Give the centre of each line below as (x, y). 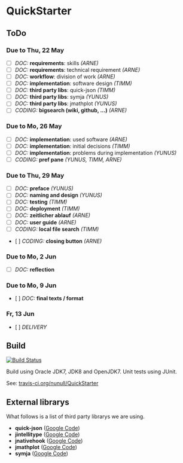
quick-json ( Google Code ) (47, 428)
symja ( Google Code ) (42, 453)
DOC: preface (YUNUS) (44, 188)
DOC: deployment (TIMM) (47, 209)
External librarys (38, 402)
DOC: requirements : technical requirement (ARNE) (77, 69)
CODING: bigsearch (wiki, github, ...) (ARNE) (71, 110)
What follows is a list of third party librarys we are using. (75, 416)
